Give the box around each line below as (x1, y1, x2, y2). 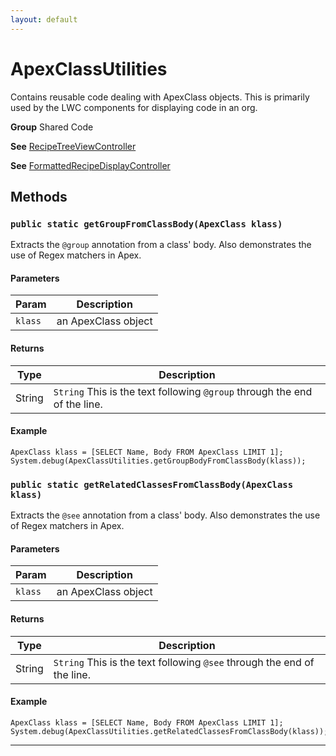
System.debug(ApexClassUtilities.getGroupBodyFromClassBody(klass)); (10, 456, 307, 466)
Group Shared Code (10, 121, 94, 133)
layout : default (10, 14, 78, 25)
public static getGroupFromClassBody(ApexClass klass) (10, 218, 283, 230)
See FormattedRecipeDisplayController (10, 159, 171, 171)
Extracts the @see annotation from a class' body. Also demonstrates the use (10, 509, 321, 521)
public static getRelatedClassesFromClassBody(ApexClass (10, 479, 294, 490)
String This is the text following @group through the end (53, 384, 313, 398)
